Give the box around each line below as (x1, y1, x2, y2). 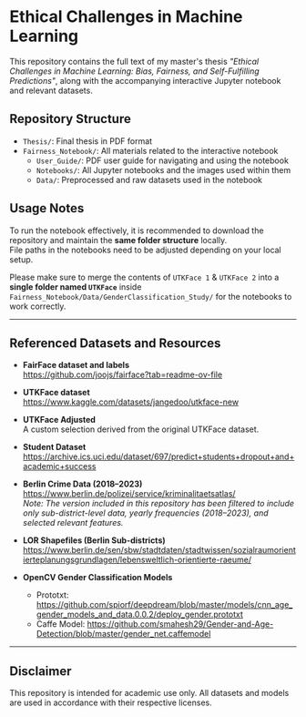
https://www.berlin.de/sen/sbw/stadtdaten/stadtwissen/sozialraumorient (22, 545, 296, 556)
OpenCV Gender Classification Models (22, 572, 173, 583)
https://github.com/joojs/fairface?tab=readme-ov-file (22, 369, 223, 380)
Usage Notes (9, 200, 85, 216)
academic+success (22, 461, 97, 472)
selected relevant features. (22, 517, 124, 528)
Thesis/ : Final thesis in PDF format (22, 135, 153, 147)
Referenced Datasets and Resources (9, 335, 221, 351)
